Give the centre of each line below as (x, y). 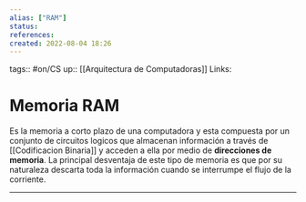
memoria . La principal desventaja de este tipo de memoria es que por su (146, 160)
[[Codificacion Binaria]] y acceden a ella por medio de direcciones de (141, 150)
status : (24, 26)
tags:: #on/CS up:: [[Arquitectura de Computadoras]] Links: (121, 69)
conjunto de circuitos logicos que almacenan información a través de (139, 141)
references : (32, 35)
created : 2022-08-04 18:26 (61, 43)
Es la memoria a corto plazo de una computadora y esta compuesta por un (149, 131)
